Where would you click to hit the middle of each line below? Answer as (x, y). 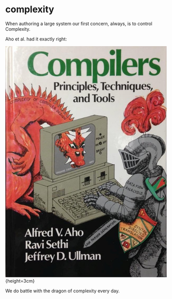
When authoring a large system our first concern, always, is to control (79, 24)
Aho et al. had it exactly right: (36, 39)
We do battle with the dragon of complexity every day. (62, 291)
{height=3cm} (20, 281)
